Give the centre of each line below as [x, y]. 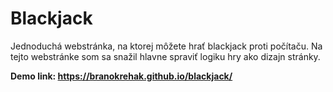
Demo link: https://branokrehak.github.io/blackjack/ [121, 76]
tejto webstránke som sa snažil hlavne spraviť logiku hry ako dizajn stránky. [165, 56]
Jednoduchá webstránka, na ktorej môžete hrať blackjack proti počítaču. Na [166, 46]
